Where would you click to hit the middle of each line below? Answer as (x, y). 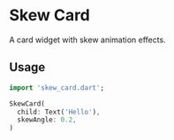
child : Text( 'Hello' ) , (59, 112)
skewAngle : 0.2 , (47, 120)
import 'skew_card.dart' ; (57, 88)
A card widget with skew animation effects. (87, 40)
